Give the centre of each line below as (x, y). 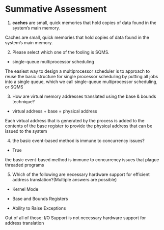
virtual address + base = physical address (55, 111)
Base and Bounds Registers (40, 199)
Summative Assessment (56, 9)
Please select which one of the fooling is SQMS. (61, 52)
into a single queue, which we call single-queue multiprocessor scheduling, (82, 82)
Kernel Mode (25, 189)
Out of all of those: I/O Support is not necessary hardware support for (76, 218)
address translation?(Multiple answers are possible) (64, 179)
